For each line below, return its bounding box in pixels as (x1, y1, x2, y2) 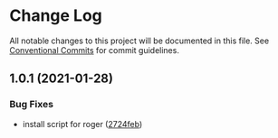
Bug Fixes (9, 98, 54, 111)
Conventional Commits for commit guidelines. (9, 44, 179, 55)
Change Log (9, 5, 102, 26)
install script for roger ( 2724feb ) (22, 118, 143, 129)
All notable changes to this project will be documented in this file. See (9, 35, 270, 46)
